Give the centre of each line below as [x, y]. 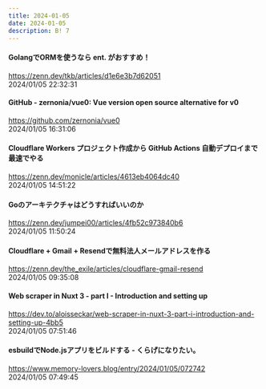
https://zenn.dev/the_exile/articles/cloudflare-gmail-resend [106, 269]
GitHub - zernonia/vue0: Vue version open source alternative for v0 [123, 103]
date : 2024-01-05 [37, 23]
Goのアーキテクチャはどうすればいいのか [76, 205]
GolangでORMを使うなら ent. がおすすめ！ [79, 57]
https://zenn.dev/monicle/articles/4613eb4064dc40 [94, 176]
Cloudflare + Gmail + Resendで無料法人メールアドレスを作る [109, 250]
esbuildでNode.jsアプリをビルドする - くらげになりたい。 [104, 351]
